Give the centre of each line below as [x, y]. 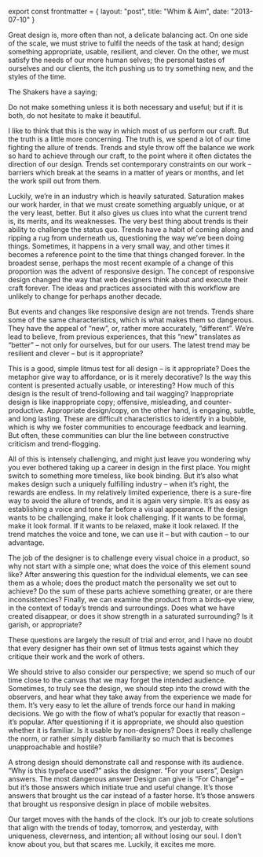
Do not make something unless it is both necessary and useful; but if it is [126, 107]
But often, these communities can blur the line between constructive [119, 435]
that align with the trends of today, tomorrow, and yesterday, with [113, 828]
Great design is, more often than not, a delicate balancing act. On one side [128, 35]
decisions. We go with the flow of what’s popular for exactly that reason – [127, 714]
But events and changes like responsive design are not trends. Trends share [131, 311]
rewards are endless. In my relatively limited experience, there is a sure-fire [130, 492]
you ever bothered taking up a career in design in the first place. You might [129, 467]
